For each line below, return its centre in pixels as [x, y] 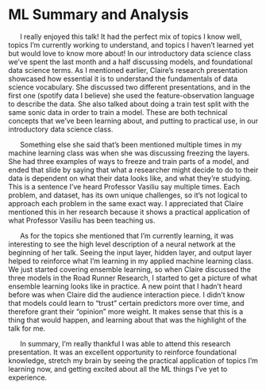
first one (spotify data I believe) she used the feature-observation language [131, 95]
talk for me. [27, 328]
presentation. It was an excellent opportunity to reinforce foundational [122, 352]
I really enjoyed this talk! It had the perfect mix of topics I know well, [131, 36]
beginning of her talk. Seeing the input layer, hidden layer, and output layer [130, 252]
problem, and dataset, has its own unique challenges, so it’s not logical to [128, 195]
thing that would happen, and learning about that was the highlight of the [127, 319]
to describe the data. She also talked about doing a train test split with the [129, 104]
